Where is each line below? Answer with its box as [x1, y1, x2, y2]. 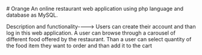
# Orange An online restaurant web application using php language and [6, 5, 184, 12]
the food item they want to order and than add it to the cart [6, 42, 153, 49]
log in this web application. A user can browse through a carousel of [6, 29, 176, 36]
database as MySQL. [6, 11, 58, 19]
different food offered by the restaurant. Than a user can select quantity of [6, 36, 192, 42]
